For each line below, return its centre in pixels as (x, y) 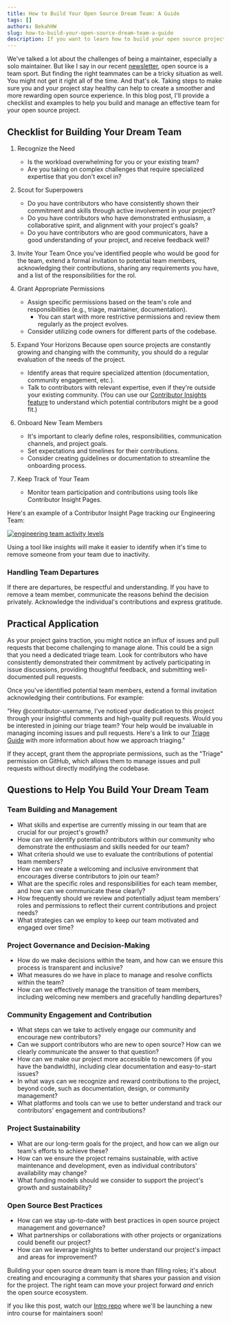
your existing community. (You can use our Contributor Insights (117, 395)
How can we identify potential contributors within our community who (116, 839)
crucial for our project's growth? (63, 832)
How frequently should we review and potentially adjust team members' (119, 898)
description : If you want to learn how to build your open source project (117, 39)
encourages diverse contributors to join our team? (88, 876)
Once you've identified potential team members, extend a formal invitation (112, 690)
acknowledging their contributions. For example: (76, 698)
